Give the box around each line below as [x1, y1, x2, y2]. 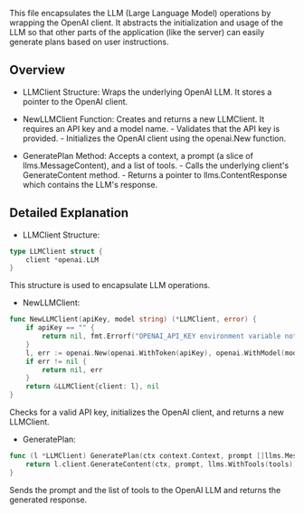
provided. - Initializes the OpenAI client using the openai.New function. [22, 133, 287, 144]
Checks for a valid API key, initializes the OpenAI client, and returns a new [9, 407, 285, 417]
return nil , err [42, 365, 103, 374]
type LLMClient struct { [9, 247, 103, 256]
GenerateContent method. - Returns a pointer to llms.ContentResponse [22, 169, 288, 180]
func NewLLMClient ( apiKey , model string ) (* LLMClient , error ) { [9, 315, 257, 324]
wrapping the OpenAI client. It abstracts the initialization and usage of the [9, 17, 283, 28]
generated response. [9, 494, 88, 505]
